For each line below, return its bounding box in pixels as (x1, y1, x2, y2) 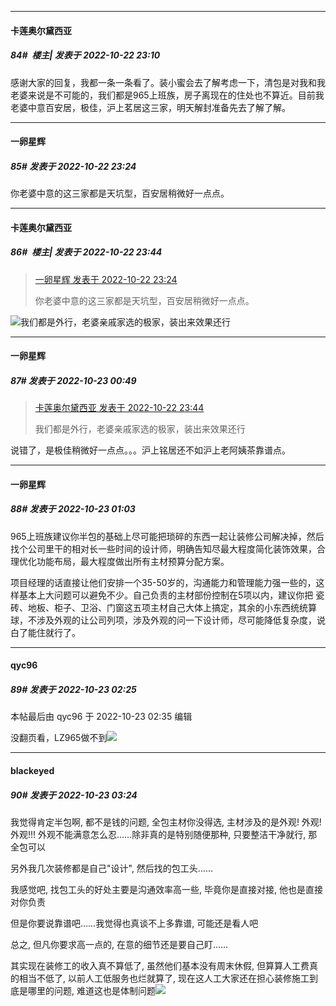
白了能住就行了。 (10, 626, 81, 638)
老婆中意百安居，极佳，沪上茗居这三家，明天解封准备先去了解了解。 (10, 101, 291, 113)
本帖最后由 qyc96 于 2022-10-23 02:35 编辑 (10, 711, 193, 723)
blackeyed (10, 764, 55, 776)
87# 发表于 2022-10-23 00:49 (10, 374, 137, 386)
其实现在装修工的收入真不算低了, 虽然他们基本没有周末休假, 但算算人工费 (10, 959, 310, 971)
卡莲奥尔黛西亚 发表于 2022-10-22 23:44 (34, 402, 205, 414)
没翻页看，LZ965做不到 (10, 732, 108, 744)
